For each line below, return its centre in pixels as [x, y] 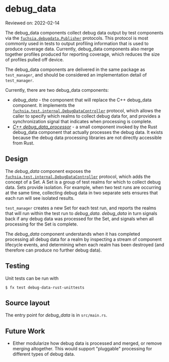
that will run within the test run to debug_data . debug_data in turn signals [81, 213]
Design [17, 159]
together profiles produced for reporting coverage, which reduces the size [82, 54]
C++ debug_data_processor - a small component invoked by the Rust [85, 127]
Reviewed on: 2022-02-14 [32, 23]
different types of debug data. [44, 354]
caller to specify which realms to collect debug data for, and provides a [86, 116]
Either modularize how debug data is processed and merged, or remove [87, 343]
